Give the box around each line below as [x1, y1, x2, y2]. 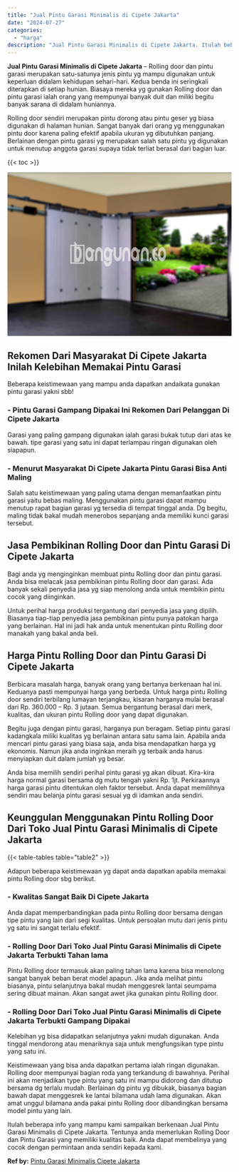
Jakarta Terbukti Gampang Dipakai [7, 1016, 130, 1026]
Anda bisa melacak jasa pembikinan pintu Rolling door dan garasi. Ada [7, 577, 213, 585]
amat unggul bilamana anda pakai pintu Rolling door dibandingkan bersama [7, 1099, 228, 1108]
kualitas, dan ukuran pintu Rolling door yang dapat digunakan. [7, 710, 189, 719]
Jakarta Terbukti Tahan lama [7, 950, 109, 960]
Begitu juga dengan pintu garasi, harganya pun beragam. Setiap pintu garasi [7, 724, 230, 732]
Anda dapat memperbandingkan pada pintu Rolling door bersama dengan [7, 908, 223, 916]
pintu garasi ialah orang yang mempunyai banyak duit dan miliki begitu [7, 93, 214, 101]
